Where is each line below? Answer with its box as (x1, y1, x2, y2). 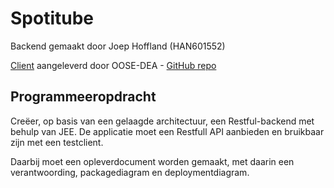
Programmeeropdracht (10, 88, 157, 106)
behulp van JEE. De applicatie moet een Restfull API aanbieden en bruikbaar (10, 125, 325, 137)
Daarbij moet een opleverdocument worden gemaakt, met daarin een (10, 155, 295, 167)
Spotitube (10, 7, 95, 30)
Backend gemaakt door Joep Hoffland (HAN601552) (10, 40, 226, 52)
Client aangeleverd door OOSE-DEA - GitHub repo (10, 59, 217, 71)
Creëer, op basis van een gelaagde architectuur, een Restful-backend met (10, 115, 315, 127)
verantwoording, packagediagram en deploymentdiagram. (10, 166, 250, 178)
